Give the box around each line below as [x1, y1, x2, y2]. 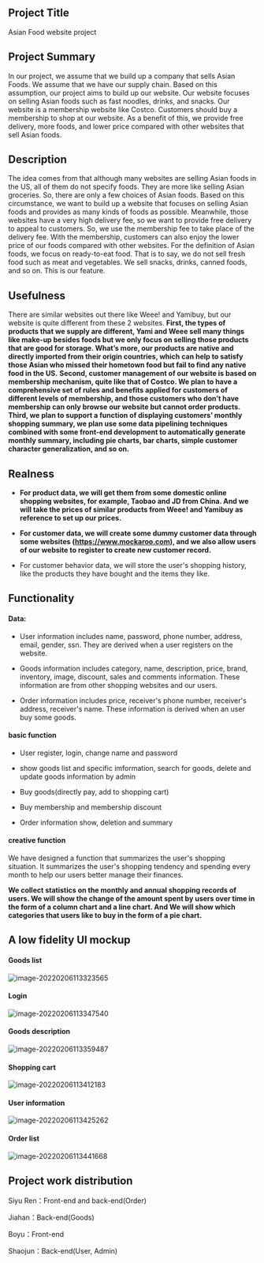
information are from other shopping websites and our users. [19, 680, 218, 690]
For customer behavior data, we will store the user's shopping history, [19, 561, 247, 570]
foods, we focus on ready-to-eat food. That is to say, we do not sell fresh [8, 249, 246, 259]
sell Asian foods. [8, 130, 62, 139]
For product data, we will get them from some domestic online [19, 488, 227, 498]
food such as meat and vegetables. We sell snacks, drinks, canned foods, [8, 257, 247, 267]
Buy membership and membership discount [19, 802, 162, 812]
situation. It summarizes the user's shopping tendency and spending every [8, 862, 251, 871]
